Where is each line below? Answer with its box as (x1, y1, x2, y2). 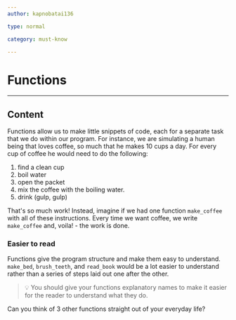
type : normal (7, 22, 46, 30)
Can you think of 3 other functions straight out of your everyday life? (7, 305, 206, 313)
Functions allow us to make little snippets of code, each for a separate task (7, 127, 224, 135)
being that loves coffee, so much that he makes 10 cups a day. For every (7, 142, 217, 151)
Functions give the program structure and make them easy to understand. (7, 255, 221, 263)
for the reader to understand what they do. (24, 291, 148, 300)
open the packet (17, 178, 65, 187)
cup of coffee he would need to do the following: (7, 149, 149, 158)
